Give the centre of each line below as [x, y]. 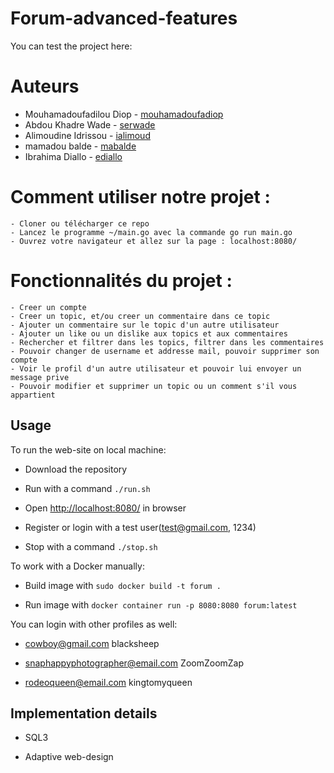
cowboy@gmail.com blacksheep [92, 643]
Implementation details [84, 713]
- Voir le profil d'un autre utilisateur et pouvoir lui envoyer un [156, 368]
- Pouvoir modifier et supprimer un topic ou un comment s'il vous [154, 386]
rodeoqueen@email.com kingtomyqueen [108, 682]
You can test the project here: [71, 46]
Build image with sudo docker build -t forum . [123, 585]
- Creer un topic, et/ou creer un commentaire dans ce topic [140, 316]
